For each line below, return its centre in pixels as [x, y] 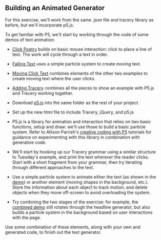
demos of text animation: [30, 40]
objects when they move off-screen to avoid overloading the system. [81, 192]
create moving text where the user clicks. [54, 78]
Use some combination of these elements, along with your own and [73, 227]
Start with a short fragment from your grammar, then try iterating [77, 162]
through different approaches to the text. [53, 167]
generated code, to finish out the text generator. [53, 232]
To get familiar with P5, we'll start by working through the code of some [77, 34]
